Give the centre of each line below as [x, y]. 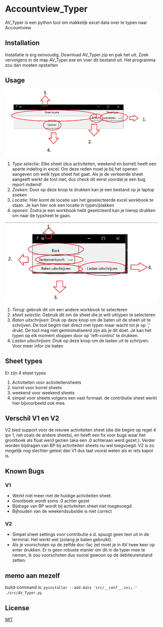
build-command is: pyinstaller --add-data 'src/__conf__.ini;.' [71, 588]
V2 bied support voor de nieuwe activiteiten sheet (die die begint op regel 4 [81, 430]
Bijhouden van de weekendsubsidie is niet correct [62, 511]
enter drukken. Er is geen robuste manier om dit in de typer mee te [79, 550]
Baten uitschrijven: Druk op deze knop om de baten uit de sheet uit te [81, 320]
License [17, 608]
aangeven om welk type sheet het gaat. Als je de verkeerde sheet [77, 174]
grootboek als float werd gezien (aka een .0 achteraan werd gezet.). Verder [80, 440]
